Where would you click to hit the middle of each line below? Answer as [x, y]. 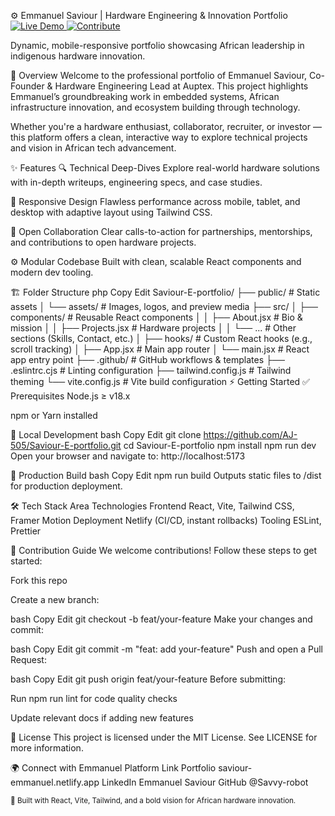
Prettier [26, 531]
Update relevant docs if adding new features [102, 718]
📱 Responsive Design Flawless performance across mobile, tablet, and [155, 201]
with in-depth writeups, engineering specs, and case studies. [136, 182]
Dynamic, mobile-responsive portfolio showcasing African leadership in [157, 45]
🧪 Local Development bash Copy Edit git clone [106, 434]
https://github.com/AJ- [250, 434]
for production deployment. [66, 486]
